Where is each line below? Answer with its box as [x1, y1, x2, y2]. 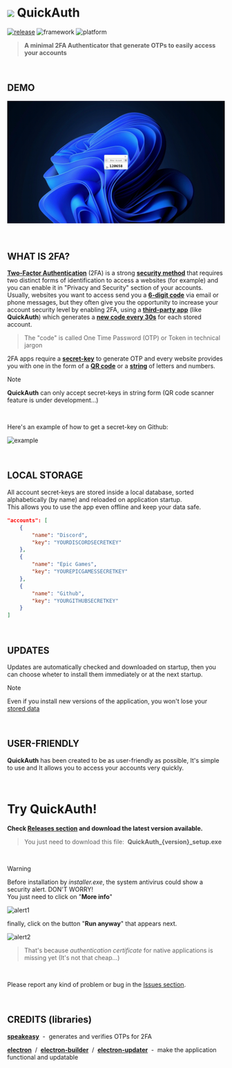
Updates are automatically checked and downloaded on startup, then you [7, 662, 216, 671]
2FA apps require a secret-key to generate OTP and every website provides [7, 354, 223, 363]
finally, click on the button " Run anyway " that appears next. [7, 919, 177, 927]
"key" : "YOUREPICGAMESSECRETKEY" [32, 568, 128, 575]
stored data [7, 704, 40, 712]
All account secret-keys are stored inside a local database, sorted [7, 488, 195, 496]
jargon [23, 341, 43, 350]
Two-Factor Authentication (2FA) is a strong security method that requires [7, 269, 223, 278]
